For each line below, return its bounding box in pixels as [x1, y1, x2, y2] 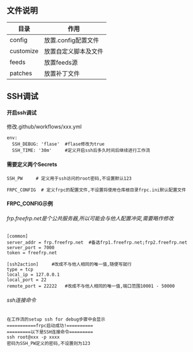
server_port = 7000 [6, 245, 55, 251]
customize [9, 47, 39, 55]
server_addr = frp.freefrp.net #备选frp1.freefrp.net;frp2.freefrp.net [6, 240, 188, 246]
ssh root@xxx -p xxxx [6, 334, 60, 340]
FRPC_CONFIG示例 [6, 200, 53, 207]
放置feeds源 [44, 58, 78, 66]
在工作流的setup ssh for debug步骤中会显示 [6, 316, 106, 322]
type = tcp [6, 267, 34, 273]
